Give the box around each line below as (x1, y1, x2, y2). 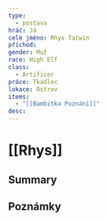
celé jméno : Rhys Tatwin (8, 33, 90, 42)
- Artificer (15, 70, 55, 78)
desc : (8, 108, 26, 116)
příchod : (8, 41, 37, 49)
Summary (8, 173, 57, 186)
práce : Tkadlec (8, 78, 58, 86)
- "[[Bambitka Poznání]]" (15, 100, 101, 108)
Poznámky (8, 200, 61, 213)
